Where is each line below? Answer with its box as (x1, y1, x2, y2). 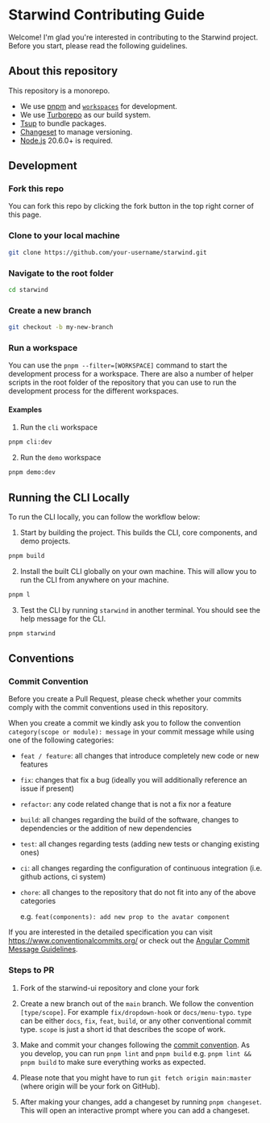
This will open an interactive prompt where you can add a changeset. (19, 1105, 250, 1115)
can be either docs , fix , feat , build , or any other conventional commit (19, 1016, 252, 1025)
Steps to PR (8, 965, 55, 976)
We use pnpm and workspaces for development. (19, 101, 177, 110)
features (19, 759, 48, 769)
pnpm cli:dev (8, 438, 52, 447)
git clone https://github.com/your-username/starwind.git (8, 248, 207, 256)
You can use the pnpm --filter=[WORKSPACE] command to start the (8, 360, 228, 370)
